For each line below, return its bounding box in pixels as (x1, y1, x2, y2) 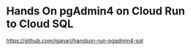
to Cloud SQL (6, 17, 74, 31)
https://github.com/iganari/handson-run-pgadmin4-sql (6, 37, 144, 44)
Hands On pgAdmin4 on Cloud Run (6, 4, 186, 18)
